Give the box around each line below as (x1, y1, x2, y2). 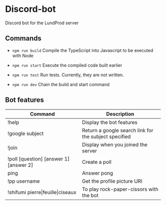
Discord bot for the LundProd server (5, 20, 79, 26)
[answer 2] (7, 161, 34, 168)
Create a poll (82, 158, 112, 165)
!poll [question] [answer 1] (7, 155, 70, 162)
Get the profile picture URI (82, 177, 142, 184)
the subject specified (82, 133, 131, 140)
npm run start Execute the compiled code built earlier (12, 62, 123, 68)
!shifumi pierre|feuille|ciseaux (7, 189, 77, 196)
